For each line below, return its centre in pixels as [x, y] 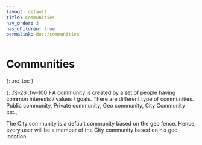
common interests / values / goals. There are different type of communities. [100, 99]
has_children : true [31, 29]
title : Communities [31, 18]
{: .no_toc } [20, 81]
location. [17, 137]
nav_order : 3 [23, 23]
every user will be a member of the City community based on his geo [92, 130]
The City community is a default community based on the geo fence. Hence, [101, 124]
